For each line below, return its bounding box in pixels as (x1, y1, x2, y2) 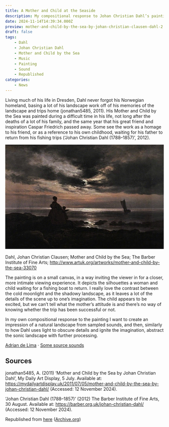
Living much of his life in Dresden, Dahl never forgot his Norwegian (5, 97, 144, 103)
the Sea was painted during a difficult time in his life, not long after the (5, 113, 151, 119)
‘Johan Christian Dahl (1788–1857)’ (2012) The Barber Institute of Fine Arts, (5, 396, 159, 402)
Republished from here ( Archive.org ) (5, 416, 81, 422)
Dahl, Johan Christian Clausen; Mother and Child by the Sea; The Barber (5, 254, 155, 260)
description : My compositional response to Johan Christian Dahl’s (5, 13, 150, 19)
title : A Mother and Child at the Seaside (5, 8, 96, 13)
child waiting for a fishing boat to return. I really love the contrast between (5, 285, 159, 291)
